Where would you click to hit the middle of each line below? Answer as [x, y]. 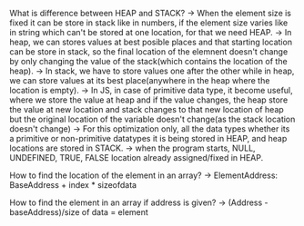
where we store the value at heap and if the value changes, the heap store [149, 100]
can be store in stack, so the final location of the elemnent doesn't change [149, 52]
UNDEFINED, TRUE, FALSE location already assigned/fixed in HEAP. [137, 157]
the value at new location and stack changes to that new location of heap [147, 109]
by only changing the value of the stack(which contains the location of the [149, 61]
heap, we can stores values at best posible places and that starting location [151, 42]
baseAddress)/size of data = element [79, 212]
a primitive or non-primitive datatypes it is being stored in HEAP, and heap [148, 138]
